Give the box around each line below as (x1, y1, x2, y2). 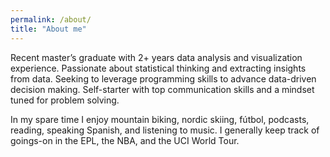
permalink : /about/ (10, 14, 92, 25)
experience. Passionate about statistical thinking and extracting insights (10, 62, 307, 74)
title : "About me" (10, 24, 87, 34)
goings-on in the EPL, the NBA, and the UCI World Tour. (10, 134, 240, 146)
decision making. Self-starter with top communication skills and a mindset (10, 83, 315, 95)
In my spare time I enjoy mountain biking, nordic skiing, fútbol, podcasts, (10, 113, 310, 125)
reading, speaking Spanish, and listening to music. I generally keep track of (10, 124, 320, 136)
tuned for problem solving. (10, 94, 120, 106)
